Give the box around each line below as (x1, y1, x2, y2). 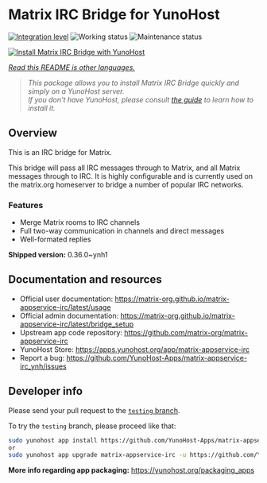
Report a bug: (19, 353, 65, 362)
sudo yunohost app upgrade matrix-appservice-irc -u (8, 451, 187, 459)
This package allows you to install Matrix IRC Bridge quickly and (27, 78, 240, 87)
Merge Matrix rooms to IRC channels (19, 218, 141, 227)
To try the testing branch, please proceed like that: (8, 421, 176, 431)
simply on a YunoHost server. (27, 86, 125, 96)
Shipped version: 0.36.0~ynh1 (8, 250, 108, 260)
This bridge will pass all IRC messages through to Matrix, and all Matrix (8, 163, 241, 172)
